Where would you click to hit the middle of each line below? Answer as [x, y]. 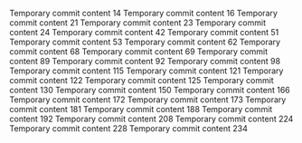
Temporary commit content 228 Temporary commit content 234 [129, 129]
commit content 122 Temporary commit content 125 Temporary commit [142, 80]
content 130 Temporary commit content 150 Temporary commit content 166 [150, 90]
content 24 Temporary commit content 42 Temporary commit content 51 [144, 32]
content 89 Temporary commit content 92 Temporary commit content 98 [145, 61]
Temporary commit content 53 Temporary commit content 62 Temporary [145, 42]
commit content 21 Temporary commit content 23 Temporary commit [138, 23]
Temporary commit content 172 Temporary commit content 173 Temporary [148, 100]
